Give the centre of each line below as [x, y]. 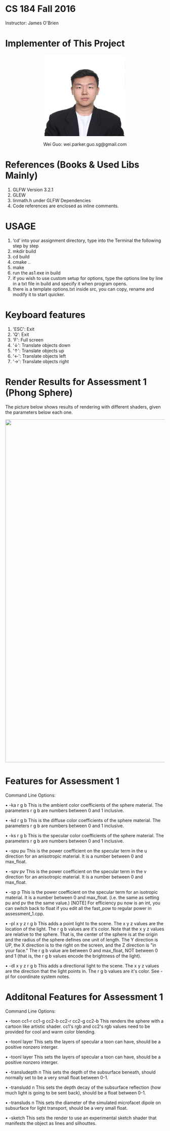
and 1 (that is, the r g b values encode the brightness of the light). [73, 956]
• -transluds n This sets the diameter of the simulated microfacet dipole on [83, 1103]
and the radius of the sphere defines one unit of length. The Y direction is [82, 939]
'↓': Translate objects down [41, 345]
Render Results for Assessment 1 [76, 382]
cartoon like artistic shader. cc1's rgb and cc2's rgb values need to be [78, 1026]
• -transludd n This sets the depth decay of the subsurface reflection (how [83, 1087]
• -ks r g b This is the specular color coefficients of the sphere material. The [85, 835]
